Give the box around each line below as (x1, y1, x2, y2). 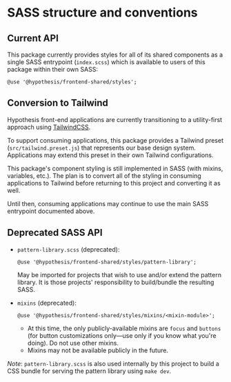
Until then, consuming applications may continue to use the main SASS (7, 199, 209, 208)
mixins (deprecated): (17, 299, 77, 307)
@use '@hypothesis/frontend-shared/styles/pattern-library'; (17, 259, 197, 265)
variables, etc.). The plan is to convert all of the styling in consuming (7, 171, 201, 180)
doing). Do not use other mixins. (27, 339, 119, 347)
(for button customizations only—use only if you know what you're (27, 331, 217, 339)
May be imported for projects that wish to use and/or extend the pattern (17, 270, 222, 279)
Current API (7, 32, 59, 44)
